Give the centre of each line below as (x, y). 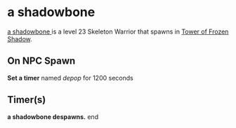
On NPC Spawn (41, 61)
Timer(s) (27, 100)
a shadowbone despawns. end (53, 117)
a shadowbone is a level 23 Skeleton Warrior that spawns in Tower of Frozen (118, 31)
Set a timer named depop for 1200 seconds (70, 78)
